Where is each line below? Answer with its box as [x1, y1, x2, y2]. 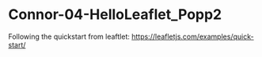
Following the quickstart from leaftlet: [8, 32, 131, 41]
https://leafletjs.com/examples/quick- [131, 32, 255, 41]
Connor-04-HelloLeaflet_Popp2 [8, 6, 222, 24]
